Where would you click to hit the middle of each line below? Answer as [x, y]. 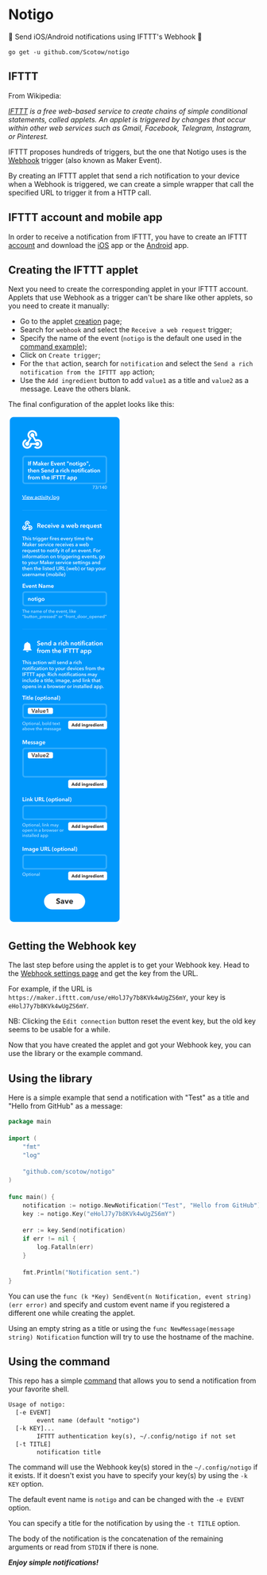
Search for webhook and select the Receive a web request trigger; [126, 330]
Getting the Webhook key [72, 946]
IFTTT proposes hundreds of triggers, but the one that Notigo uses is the [128, 152]
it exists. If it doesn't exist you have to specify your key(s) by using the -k [128, 1476]
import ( [23, 1138]
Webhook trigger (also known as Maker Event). [85, 160]
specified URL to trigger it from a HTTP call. [80, 192]
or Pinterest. [28, 136]
